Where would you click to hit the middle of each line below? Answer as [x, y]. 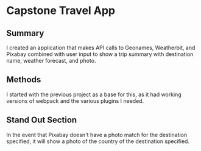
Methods [24, 80]
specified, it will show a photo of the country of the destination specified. [98, 141]
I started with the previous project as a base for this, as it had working [94, 94]
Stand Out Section [42, 120]
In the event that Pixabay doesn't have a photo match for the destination [97, 135]
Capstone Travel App [61, 11]
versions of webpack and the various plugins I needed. [75, 100]
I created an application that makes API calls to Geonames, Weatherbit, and [101, 47]
